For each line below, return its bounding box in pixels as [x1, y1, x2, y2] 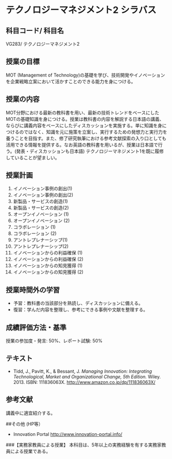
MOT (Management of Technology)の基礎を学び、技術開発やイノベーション [6, 72, 165, 78]
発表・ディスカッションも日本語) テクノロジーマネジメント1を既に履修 [16, 148, 164, 154]
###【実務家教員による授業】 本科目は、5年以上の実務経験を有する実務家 [6, 442, 162, 448]
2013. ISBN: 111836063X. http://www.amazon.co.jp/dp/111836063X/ [13, 379, 156, 385]
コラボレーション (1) [13, 224, 56, 230]
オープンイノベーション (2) [13, 217, 70, 224]
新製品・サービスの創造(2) [13, 205, 69, 211]
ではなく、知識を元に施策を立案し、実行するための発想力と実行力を [23, 128, 167, 135]
